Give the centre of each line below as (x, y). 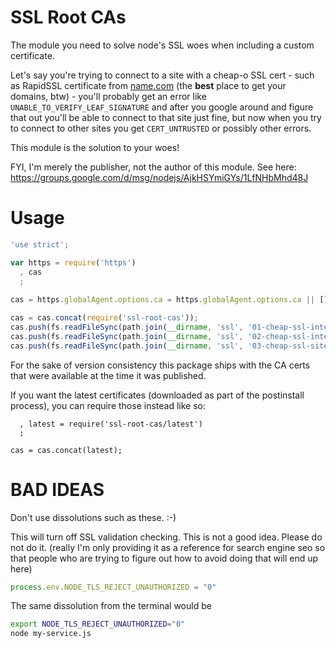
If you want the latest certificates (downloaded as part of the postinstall (157, 395)
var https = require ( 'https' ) (73, 262)
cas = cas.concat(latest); (66, 450)
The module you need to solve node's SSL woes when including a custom (162, 45)
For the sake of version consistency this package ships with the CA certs (160, 365)
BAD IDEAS (57, 489)
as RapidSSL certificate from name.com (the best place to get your (148, 85)
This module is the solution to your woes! (95, 147)
